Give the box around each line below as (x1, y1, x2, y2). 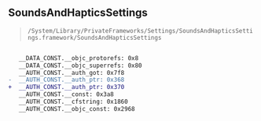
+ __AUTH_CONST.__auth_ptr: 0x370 (8, 84, 125, 91)
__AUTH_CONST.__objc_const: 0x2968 (18, 105, 135, 112)
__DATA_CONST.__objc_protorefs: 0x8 (18, 54, 139, 62)
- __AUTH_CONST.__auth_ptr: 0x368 (8, 76, 125, 84)
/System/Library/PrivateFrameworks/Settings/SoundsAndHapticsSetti (27, 27, 253, 34)
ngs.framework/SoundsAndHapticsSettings (27, 34, 162, 41)
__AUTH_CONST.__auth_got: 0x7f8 (18, 69, 125, 77)
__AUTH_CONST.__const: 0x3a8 (18, 91, 114, 98)
